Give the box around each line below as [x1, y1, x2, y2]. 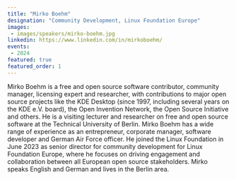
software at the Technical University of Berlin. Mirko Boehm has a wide [7, 119, 214, 128]
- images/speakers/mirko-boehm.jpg [10, 30, 115, 37]
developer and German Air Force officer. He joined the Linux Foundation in [7, 135, 224, 143]
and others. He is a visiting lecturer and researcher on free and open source [7, 112, 228, 121]
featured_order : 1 [7, 63, 61, 70]
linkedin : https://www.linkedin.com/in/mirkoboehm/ [7, 37, 163, 44]
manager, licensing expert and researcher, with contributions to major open [7, 90, 227, 98]
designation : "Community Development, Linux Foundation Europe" [7, 17, 201, 24]
